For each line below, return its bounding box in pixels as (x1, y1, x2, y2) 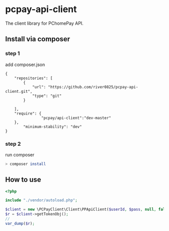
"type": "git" (32, 93, 62, 98)
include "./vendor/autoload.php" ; (5, 198, 78, 203)
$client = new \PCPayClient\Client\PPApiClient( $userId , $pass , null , (5, 207, 156, 212)
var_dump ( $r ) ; (5, 221, 35, 226)
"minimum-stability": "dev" (23, 124, 82, 129)
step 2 (5, 140, 21, 147)
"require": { (14, 111, 42, 116)
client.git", (5, 89, 33, 94)
